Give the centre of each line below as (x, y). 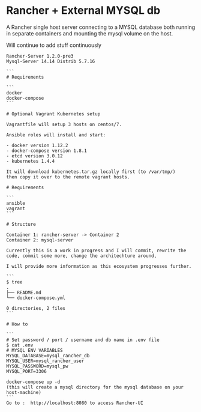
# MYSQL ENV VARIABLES (34, 350)
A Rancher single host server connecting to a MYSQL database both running (101, 27)
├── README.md (24, 292)
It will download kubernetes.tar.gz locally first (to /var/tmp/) (91, 172)
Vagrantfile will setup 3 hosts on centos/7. (64, 124)
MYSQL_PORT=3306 (26, 371)
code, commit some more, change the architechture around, (82, 256)
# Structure (21, 224)
